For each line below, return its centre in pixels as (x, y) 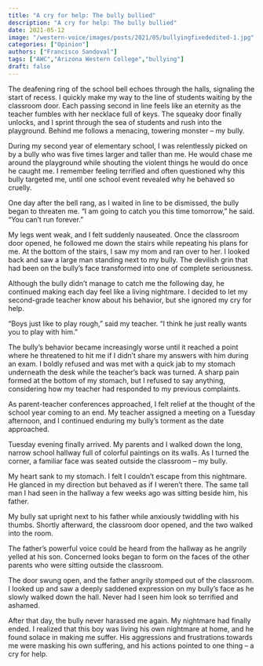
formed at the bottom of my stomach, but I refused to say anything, (117, 380)
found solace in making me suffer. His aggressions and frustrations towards (130, 637)
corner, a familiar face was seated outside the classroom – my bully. (118, 461)
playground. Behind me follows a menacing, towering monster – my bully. (126, 130)
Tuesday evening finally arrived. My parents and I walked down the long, (126, 444)
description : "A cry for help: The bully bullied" (93, 23)
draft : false (29, 67)
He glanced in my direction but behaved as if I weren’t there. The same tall (128, 485)
